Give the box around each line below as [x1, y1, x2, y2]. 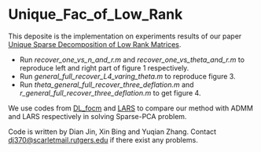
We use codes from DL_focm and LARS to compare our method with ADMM [8, 103, 254, 113]
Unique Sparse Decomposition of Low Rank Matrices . [8, 39, 182, 49]
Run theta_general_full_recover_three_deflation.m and [19, 80, 194, 89]
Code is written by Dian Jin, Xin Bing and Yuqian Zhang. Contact [8, 127, 217, 136]
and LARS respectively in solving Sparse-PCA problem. [8, 111, 187, 121]
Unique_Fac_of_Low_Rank [8, 5, 183, 24]
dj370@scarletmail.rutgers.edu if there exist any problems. [8, 135, 199, 144]
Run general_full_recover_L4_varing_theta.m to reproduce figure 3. [19, 71, 236, 81]
